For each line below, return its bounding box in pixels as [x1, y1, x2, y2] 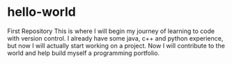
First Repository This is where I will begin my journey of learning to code [7, 27, 215, 35]
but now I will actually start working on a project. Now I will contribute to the [7, 41, 225, 50]
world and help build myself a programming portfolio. [7, 49, 160, 57]
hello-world [7, 4, 77, 20]
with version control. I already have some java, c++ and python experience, [7, 34, 224, 42]
